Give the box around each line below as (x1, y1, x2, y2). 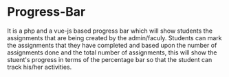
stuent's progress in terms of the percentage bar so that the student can (7, 55, 212, 63)
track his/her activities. (7, 63, 72, 71)
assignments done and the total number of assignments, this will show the (7, 48, 217, 57)
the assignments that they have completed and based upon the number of (7, 41, 217, 49)
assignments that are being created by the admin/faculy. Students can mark (7, 33, 222, 42)
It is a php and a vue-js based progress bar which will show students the (7, 27, 213, 35)
